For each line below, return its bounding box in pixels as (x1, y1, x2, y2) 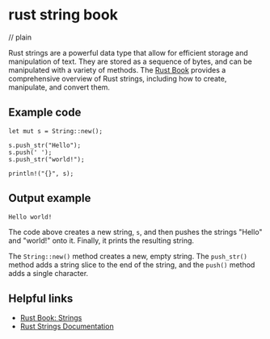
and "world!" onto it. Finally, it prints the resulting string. (8, 236, 195, 245)
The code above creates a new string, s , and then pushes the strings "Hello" (8, 227, 263, 236)
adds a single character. (8, 268, 89, 278)
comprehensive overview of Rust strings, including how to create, (8, 73, 227, 83)
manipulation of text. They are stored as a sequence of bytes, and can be (8, 56, 253, 66)
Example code (8, 106, 82, 119)
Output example (8, 191, 91, 205)
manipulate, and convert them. (8, 82, 111, 92)
